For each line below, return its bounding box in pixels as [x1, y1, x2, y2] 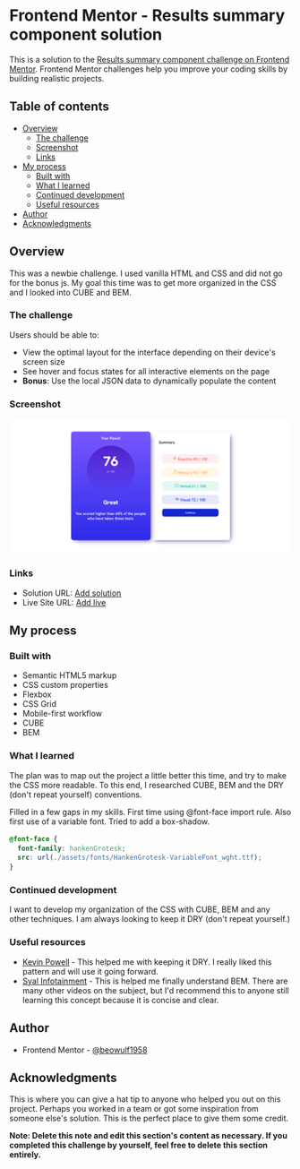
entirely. [9, 1149, 42, 1160]
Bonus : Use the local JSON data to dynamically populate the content [21, 375, 277, 386]
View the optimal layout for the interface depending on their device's [21, 347, 276, 357]
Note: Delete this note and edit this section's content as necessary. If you [9, 1130, 288, 1141]
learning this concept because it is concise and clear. [21, 994, 219, 1005]
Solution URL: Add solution [21, 588, 122, 598]
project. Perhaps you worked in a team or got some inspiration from [9, 1104, 260, 1114]
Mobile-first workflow [21, 709, 103, 719]
